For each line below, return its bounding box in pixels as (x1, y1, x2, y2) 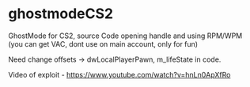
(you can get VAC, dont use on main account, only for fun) (8, 39, 199, 48)
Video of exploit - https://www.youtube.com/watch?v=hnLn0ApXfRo (8, 70, 231, 79)
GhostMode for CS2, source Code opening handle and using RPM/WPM (8, 31, 243, 40)
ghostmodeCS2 (8, 5, 113, 23)
